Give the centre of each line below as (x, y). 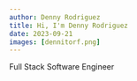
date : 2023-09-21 (41, 33)
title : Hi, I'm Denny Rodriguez (68, 26)
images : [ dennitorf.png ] (55, 42)
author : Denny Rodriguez (55, 17)
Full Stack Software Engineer (62, 67)
